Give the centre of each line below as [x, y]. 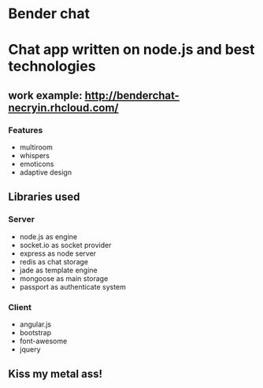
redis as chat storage [54, 261]
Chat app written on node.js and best [131, 50]
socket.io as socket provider [65, 245]
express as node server [58, 253]
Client [20, 307]
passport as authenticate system [72, 286]
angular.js [35, 324]
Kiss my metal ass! [55, 374]
